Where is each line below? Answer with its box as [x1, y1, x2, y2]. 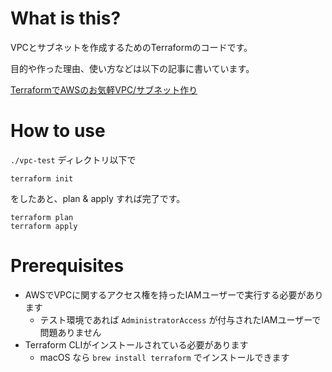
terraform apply [10, 221, 78, 231]
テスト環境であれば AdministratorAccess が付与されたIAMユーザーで [39, 313, 322, 326]
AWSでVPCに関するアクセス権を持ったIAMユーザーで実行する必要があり [24, 288, 324, 301]
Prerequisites [10, 255, 125, 277]
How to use [10, 120, 106, 142]
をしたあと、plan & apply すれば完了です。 [10, 192, 186, 204]
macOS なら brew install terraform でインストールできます [39, 351, 290, 363]
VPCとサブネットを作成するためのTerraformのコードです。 [10, 41, 253, 53]
